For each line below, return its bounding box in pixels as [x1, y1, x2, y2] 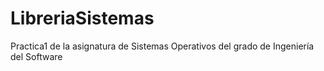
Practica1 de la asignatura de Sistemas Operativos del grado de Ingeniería [10, 40, 315, 52]
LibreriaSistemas [10, 7, 155, 30]
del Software [10, 50, 63, 62]
